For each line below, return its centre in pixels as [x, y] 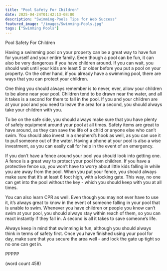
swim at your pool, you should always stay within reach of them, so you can [83, 213]
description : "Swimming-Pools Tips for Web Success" [61, 19]
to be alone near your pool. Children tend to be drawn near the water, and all [83, 94]
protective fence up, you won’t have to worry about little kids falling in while [83, 166]
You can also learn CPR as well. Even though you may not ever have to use [82, 197]
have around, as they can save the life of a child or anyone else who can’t [81, 130]
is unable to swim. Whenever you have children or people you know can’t [80, 208]
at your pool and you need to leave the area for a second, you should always [84, 104]
